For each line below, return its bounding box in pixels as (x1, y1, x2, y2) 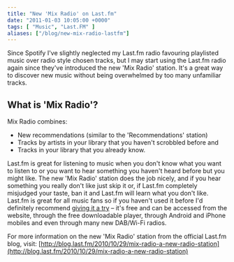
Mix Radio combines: (7, 117, 68, 126)
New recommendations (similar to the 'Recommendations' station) (17, 131, 208, 140)
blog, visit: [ (7, 240, 41, 248)
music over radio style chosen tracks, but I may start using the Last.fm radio (7, 57, 226, 65)
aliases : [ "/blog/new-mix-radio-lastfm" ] (7, 29, 130, 37)
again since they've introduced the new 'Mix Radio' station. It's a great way (7, 64, 224, 72)
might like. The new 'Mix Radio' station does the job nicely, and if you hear (7, 174, 221, 182)
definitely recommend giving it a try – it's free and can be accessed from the (7, 204, 228, 212)
